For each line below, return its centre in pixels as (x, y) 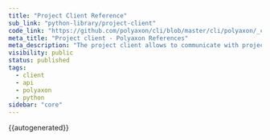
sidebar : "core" (35, 105)
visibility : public (41, 53)
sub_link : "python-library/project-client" (82, 23)
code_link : (27, 30)
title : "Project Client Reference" (68, 16)
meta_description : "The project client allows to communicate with (124, 46)
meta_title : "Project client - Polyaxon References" (98, 38)
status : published (39, 61)
